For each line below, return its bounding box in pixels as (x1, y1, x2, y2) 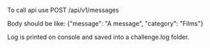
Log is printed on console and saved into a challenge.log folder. (7, 33, 190, 41)
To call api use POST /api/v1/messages (7, 6, 119, 14)
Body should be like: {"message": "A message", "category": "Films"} (7, 19, 204, 27)
